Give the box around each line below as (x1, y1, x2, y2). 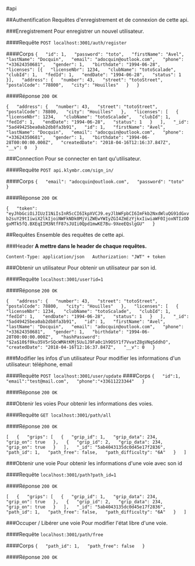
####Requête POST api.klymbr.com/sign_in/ (6, 166, 114, 173)
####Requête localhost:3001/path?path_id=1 (6, 471, 117, 478)
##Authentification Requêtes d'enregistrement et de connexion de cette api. (6, 16, 189, 23)
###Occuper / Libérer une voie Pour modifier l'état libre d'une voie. (6, 520, 168, 526)
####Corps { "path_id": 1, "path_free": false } (6, 542, 145, 549)
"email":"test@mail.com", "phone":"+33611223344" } (6, 379, 145, 384)
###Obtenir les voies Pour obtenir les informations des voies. (6, 400, 154, 407)
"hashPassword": (61, 334, 100, 340)
